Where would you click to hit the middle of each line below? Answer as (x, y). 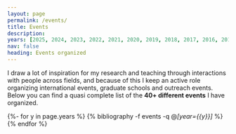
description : (26, 33)
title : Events (28, 27)
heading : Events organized (47, 53)
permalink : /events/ (38, 20)
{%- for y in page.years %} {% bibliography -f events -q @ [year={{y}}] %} (115, 116)
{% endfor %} (27, 123)
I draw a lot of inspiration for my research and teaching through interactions (117, 73)
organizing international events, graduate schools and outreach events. (110, 88)
